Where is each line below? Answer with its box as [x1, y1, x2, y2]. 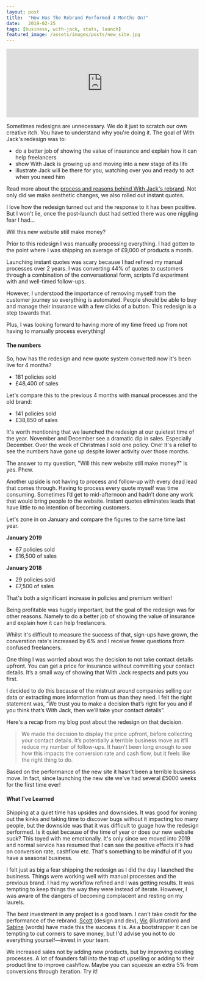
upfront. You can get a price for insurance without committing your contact [6, 662, 195, 669]
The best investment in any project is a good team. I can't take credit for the [6, 910, 197, 917]
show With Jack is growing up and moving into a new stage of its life [15, 160, 188, 168]
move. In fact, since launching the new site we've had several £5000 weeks [6, 775, 196, 782]
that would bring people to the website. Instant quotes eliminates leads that [6, 497, 195, 505]
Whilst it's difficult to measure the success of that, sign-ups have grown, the [6, 631, 198, 638]
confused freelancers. [6, 644, 62, 651]
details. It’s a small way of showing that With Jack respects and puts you [6, 669, 189, 676]
